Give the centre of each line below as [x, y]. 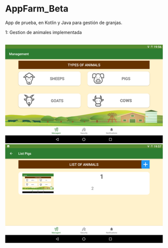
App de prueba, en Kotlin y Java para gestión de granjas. [64, 23]
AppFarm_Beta [37, 9]
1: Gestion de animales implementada [43, 32]
